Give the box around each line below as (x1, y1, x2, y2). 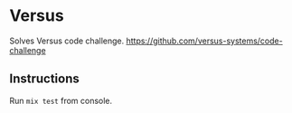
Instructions (9, 71, 80, 87)
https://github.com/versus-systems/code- (126, 35, 283, 46)
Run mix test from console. (9, 95, 113, 106)
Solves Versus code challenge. (9, 35, 125, 46)
